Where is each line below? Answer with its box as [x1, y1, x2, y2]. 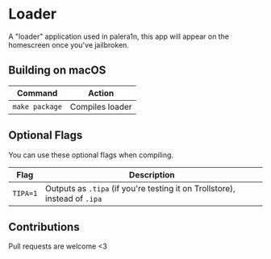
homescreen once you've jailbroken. [8, 40, 129, 49]
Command [17, 87, 58, 98]
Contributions [8, 219, 80, 234]
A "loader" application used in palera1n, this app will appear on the [8, 31, 230, 41]
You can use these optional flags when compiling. [8, 150, 174, 160]
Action [88, 87, 115, 98]
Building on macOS [8, 64, 106, 77]
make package [12, 102, 63, 111]
